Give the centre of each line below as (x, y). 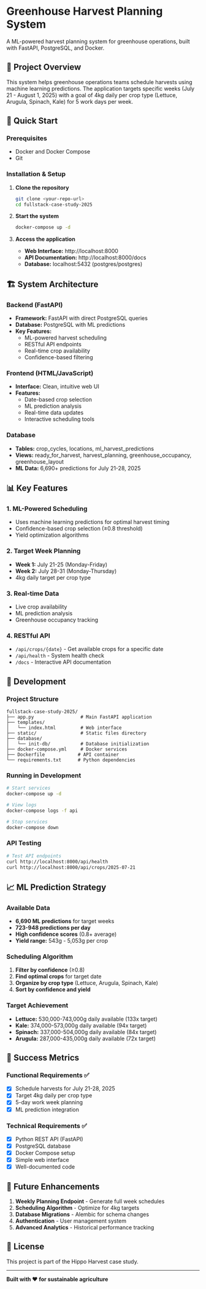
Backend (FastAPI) (35, 305)
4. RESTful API (28, 636)
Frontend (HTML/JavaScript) (50, 373)
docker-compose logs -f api (42, 811)
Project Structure (32, 699)
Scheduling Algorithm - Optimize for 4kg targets (77, 1208)
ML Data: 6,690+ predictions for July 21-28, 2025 (78, 468)
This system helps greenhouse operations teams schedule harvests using (99, 82)
